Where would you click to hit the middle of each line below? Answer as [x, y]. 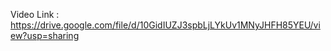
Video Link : [35, 14]
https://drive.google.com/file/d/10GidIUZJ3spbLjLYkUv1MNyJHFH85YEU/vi [165, 25]
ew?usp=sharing [45, 35]
